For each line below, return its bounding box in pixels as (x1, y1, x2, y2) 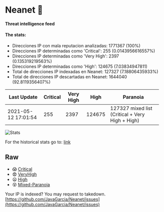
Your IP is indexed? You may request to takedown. (5, 191, 106, 197)
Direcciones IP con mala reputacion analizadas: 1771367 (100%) (12, 42, 141, 48)
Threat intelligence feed (5, 20, 55, 26)
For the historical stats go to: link (5, 139, 71, 145)
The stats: (5, 32, 26, 38)
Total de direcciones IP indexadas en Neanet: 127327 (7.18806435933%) (12, 68, 159, 75)
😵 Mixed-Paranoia (12, 181, 50, 187)
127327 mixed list (110, 105, 153, 112)
